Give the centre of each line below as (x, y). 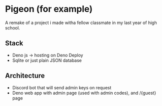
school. (13, 27)
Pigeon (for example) (49, 9)
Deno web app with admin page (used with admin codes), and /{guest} (84, 93)
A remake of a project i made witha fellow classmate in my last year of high (81, 23)
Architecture (25, 76)
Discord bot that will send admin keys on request (62, 87)
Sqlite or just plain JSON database (47, 60)
